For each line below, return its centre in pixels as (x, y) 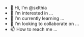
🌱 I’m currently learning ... (37, 18)
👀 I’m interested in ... (32, 13)
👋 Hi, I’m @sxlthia (29, 8)
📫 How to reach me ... (34, 29)
